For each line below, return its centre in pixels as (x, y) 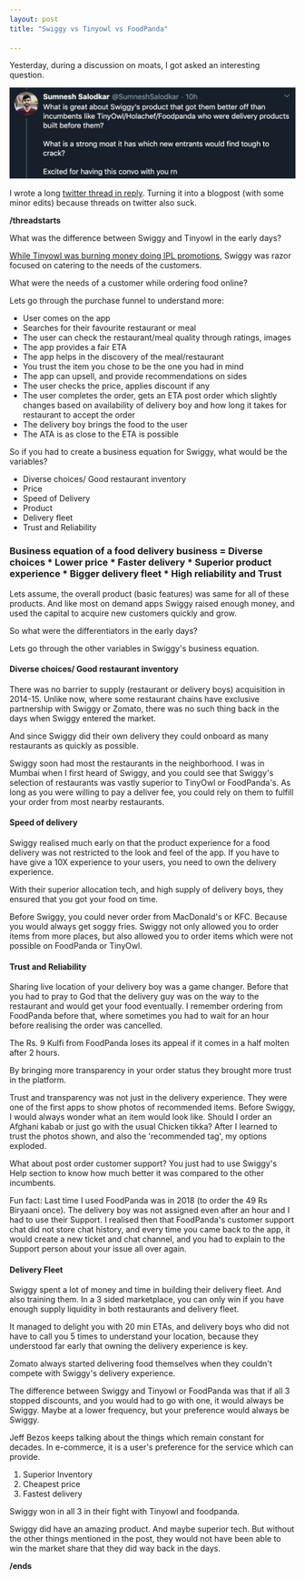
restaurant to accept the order (79, 415)
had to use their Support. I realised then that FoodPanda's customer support (152, 1220)
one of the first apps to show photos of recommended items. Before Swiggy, (152, 1107)
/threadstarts (35, 221)
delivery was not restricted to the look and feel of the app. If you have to (144, 853)
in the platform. (38, 1080)
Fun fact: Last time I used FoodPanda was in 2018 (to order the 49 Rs (138, 1201)
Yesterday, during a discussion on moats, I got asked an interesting (135, 65)
